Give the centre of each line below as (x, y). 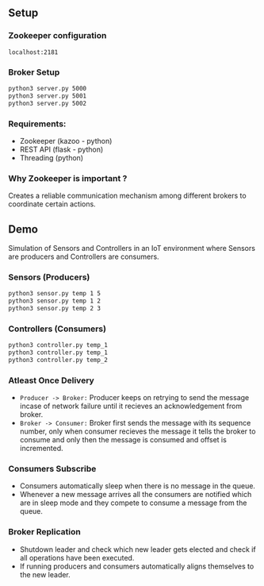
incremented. (41, 449)
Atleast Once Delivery (52, 380)
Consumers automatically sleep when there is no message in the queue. (138, 486)
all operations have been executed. (77, 557)
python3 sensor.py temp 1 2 (55, 301)
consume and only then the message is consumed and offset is (123, 440)
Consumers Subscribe (52, 469)
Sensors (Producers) (49, 277)
